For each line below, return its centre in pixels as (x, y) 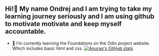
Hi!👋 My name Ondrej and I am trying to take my (79, 9)
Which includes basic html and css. (48, 48)
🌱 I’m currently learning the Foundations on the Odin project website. (81, 43)
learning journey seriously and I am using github (80, 17)
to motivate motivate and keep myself (63, 24)
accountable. (26, 32)
